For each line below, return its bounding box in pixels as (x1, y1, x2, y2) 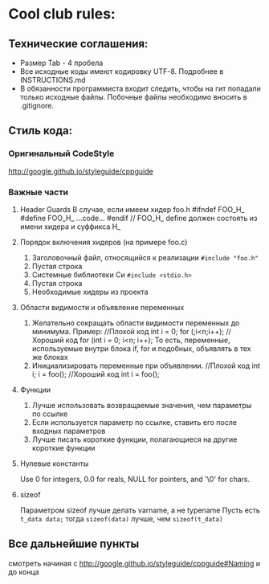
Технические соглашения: (8, 37, 149, 51)
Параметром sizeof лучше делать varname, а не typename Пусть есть (19, 505, 261, 515)
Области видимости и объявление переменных (19, 302, 185, 312)
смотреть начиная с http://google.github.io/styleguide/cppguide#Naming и (8, 558, 261, 568)
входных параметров (31, 426, 106, 435)
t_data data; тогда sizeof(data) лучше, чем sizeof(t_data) (19, 513, 223, 523)
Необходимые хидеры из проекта (31, 287, 149, 296)
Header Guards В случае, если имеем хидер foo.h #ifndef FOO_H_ (19, 204, 245, 214)
